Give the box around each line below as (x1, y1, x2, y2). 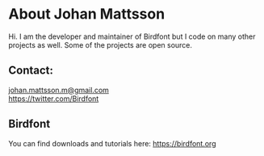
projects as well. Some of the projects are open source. (8, 40, 192, 49)
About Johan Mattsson (8, 5, 166, 23)
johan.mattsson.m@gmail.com (8, 85, 109, 95)
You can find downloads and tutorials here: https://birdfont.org (8, 138, 216, 148)
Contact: (8, 64, 54, 78)
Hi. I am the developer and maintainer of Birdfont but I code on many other (8, 32, 256, 41)
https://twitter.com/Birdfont (8, 94, 99, 103)
